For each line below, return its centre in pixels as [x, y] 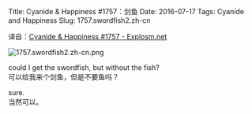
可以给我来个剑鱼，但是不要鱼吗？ [64, 77]
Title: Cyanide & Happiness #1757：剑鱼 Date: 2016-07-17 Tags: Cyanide [126, 11]
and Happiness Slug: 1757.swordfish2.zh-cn [79, 20]
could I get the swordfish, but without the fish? [84, 68]
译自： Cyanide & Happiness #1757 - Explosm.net [88, 37]
